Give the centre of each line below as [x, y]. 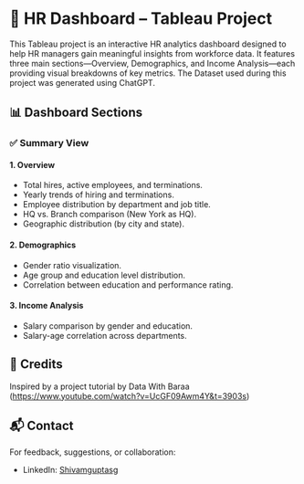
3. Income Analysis [47, 306]
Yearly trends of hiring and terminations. [99, 195]
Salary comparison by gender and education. [108, 326]
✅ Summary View [49, 143]
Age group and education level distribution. [104, 275]
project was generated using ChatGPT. [82, 82]
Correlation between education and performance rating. [128, 284]
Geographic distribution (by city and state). [104, 224]
